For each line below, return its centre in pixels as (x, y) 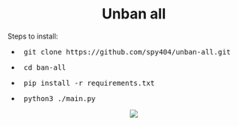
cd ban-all (45, 67)
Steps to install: (33, 36)
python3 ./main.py (60, 98)
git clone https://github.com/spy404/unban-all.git (127, 52)
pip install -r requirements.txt (89, 83)
